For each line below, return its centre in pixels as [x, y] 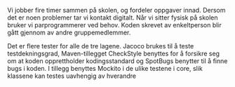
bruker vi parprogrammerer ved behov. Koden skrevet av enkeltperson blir [115, 25]
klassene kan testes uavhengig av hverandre [72, 76]
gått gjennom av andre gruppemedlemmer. [69, 32]
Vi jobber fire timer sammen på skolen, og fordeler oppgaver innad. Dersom [116, 10]
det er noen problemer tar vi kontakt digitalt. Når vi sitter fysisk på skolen [113, 18]
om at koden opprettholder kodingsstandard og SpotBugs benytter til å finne [117, 61]
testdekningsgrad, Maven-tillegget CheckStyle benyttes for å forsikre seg [113, 53]
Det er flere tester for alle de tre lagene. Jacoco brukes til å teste [101, 46]
